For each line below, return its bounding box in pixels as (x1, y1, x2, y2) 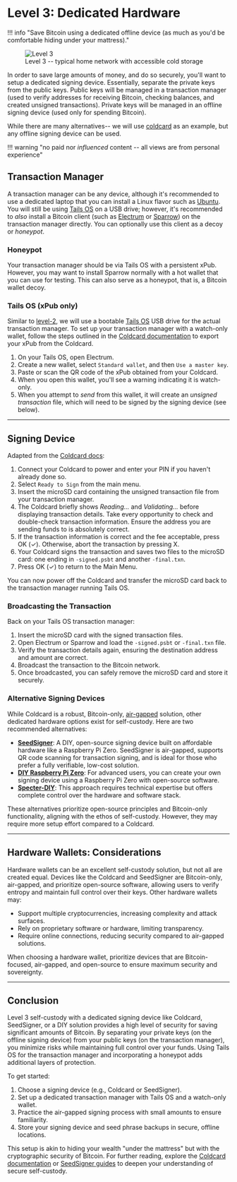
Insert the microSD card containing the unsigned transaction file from (17, 488, 219, 496)
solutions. (17, 939, 47, 947)
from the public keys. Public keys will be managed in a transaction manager (7, 85, 227, 94)
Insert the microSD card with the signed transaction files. (17, 631, 183, 639)
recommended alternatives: (7, 725, 87, 733)
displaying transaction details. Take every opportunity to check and (17, 510, 214, 519)
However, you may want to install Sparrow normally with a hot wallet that (7, 268, 219, 277)
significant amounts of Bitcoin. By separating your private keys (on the (7, 1028, 212, 1037)
